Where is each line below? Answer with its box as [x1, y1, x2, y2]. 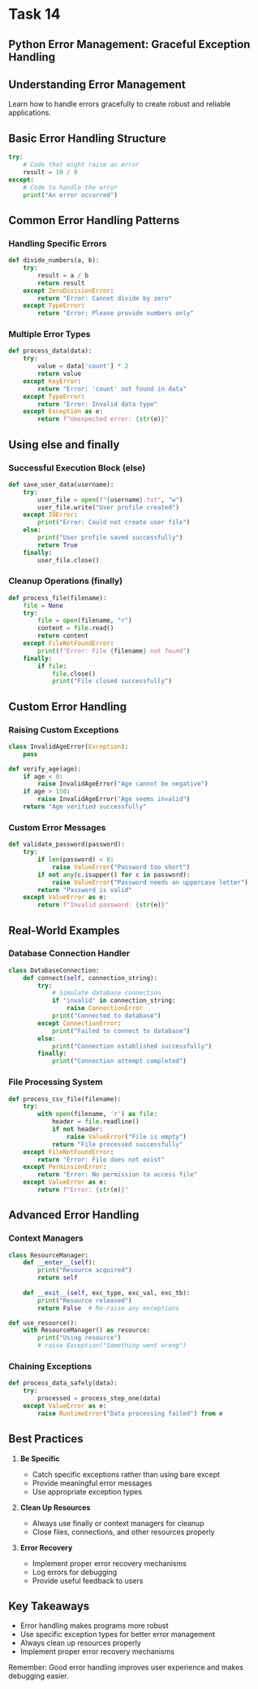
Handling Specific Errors [8, 238, 107, 249]
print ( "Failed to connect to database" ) [51, 1026, 191, 1035]
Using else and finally [8, 437, 120, 452]
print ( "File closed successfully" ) [51, 677, 173, 685]
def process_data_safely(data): [8, 1379, 118, 1388]
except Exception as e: [23, 408, 104, 416]
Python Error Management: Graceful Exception [8, 37, 251, 51]
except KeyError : [23, 377, 82, 385]
